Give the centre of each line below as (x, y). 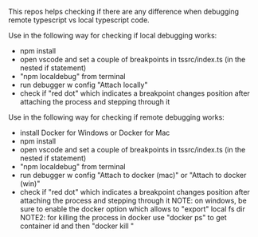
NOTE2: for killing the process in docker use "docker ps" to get (123, 217)
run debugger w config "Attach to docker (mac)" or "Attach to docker (133, 175)
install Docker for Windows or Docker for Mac (95, 132)
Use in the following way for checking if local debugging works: (113, 36)
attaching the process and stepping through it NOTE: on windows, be (133, 200)
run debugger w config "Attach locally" (84, 85)
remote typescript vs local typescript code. (79, 20)
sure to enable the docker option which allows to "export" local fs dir (132, 209)
